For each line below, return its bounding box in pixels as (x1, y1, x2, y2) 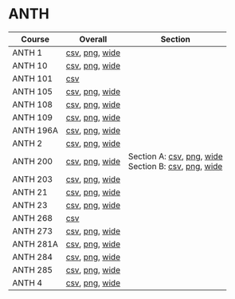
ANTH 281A (12, 238, 58, 250)
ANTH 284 (12, 251, 53, 262)
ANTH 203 (12, 173, 53, 184)
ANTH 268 (12, 212, 53, 223)
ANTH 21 (12, 187, 48, 198)
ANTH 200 (12, 155, 53, 167)
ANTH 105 (12, 85, 53, 96)
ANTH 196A (12, 124, 58, 136)
